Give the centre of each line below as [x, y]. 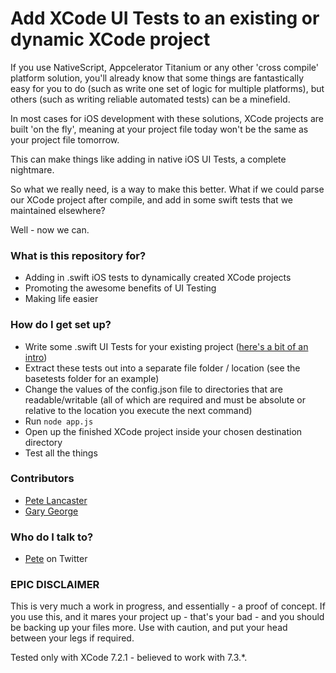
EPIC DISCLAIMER [55, 585]
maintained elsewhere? [58, 210]
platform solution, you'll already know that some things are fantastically [157, 78]
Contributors [42, 479]
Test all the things [61, 453]
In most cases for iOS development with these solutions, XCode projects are [167, 118]
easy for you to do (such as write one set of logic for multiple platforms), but [167, 88]
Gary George [51, 511]
